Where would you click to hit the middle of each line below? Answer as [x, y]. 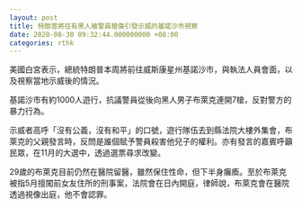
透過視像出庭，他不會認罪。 [61, 194]
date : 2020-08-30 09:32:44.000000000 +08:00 [94, 34]
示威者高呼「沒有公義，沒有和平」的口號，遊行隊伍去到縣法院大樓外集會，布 [151, 131]
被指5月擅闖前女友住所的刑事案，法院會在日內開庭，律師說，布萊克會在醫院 [150, 183]
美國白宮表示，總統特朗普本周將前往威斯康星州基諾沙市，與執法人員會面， [147, 69]
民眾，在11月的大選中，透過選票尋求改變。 [88, 153]
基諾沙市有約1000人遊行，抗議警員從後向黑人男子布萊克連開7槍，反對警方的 [151, 100]
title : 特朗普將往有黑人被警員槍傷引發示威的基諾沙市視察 [104, 26]
